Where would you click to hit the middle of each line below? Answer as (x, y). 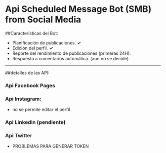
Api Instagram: (23, 99)
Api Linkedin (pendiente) (35, 122)
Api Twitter (19, 135)
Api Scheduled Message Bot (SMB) (78, 9)
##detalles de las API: (27, 73)
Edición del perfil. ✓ (33, 48)
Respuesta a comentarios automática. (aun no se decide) (70, 58)
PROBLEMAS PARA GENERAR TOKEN (50, 146)
